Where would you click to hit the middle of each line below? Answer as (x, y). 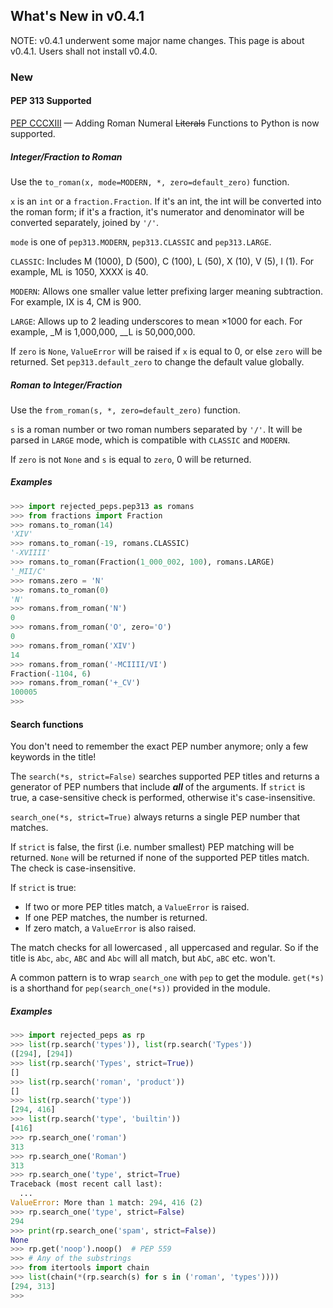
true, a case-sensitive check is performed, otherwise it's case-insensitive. (163, 798)
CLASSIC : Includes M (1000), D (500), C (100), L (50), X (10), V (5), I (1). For (162, 261)
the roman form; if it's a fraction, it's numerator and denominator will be (157, 211)
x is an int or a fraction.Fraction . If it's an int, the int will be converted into (166, 201)
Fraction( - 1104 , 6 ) (51, 674)
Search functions (47, 724)
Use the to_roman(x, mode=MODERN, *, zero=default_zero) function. (150, 181)
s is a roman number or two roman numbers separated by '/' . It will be (156, 429)
